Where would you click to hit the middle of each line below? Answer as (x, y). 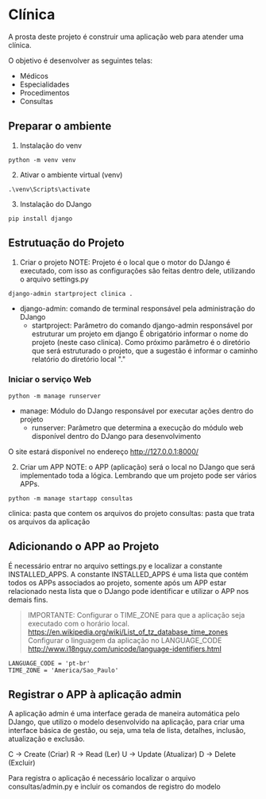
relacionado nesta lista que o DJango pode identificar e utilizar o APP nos (129, 591)
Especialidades (44, 84)
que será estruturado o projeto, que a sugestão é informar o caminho (145, 351)
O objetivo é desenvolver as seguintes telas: (81, 60)
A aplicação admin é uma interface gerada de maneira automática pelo (124, 714)
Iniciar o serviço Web (50, 379)
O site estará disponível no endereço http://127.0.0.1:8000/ (104, 452)
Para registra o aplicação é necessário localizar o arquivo (102, 778)
